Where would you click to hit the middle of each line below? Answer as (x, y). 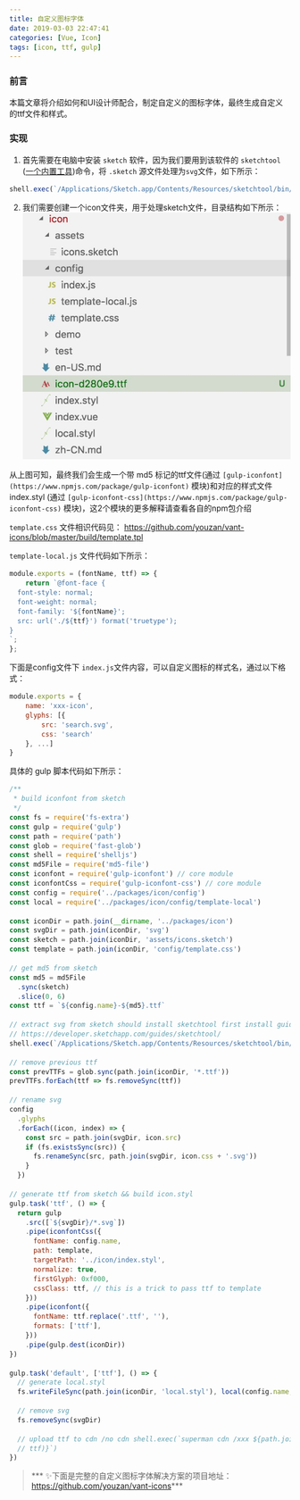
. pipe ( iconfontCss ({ (63, 1232)
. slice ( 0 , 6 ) (42, 996)
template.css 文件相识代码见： (66, 528)
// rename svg (36, 1100)
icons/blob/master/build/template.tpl (76, 537)
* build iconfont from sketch (69, 799)
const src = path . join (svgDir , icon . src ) (103, 1137)
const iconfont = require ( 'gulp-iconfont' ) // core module (121, 874)
